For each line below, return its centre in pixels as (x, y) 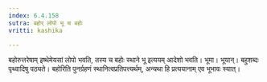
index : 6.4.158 (34, 16)
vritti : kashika (35, 30)
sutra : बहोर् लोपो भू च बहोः (45, 23)
